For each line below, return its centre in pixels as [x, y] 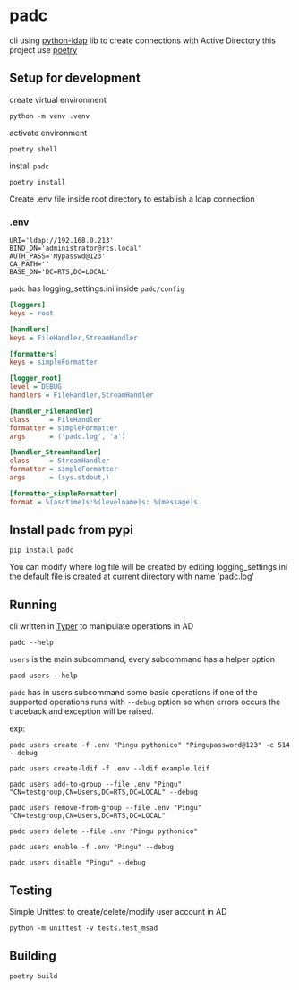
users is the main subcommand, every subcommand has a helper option [142, 659]
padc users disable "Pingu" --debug [77, 863]
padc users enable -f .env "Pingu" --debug [92, 848]
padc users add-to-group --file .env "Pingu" [95, 785]
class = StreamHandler [60, 461]
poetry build [34, 976]
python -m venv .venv [50, 116]
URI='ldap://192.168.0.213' [62, 241]
